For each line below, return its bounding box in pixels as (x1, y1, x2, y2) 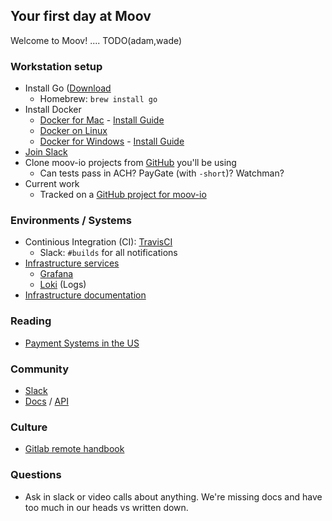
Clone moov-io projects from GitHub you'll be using (24, 157, 237, 169)
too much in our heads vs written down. (24, 501, 189, 513)
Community (10, 362, 69, 376)
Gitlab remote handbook (24, 443, 125, 455)
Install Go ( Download (24, 82, 112, 94)
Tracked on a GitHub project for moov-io (39, 189, 207, 201)
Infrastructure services (24, 257, 120, 269)
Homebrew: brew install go (39, 93, 158, 105)
